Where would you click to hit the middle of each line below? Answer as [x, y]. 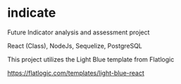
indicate [32, 13]
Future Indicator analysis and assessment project [79, 32]
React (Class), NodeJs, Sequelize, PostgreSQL [75, 45]
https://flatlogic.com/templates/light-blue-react [76, 73]
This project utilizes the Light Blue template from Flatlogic [91, 59]
